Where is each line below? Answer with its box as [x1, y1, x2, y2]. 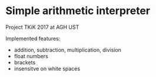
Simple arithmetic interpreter [5, 4, 151, 18]
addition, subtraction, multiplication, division [14, 46, 122, 53]
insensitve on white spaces [14, 65, 81, 72]
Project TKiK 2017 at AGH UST [5, 24, 79, 31]
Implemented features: [5, 35, 61, 42]
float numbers [14, 52, 48, 59]
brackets [14, 59, 36, 66]
